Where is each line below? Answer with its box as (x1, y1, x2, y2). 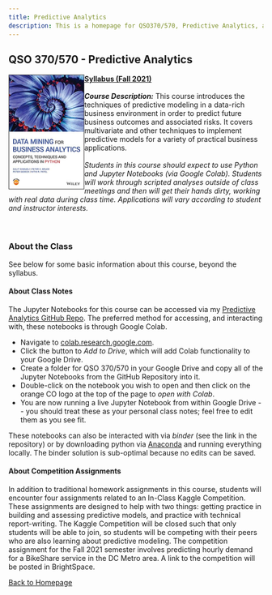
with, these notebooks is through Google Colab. (8, 321, 168, 332)
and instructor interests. (8, 203, 89, 213)
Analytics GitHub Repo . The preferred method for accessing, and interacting (8, 313, 263, 323)
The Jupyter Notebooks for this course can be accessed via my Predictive (8, 304, 257, 314)
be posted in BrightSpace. (8, 562, 96, 571)
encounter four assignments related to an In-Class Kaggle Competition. (8, 493, 246, 503)
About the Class (8, 241, 73, 252)
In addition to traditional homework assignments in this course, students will (8, 485, 261, 494)
